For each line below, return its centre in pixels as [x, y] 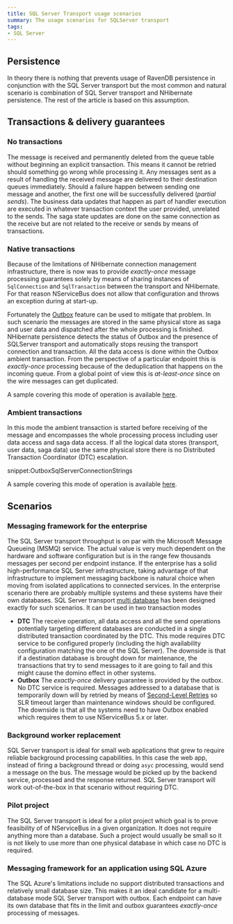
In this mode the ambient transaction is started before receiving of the [107, 428]
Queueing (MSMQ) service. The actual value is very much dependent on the [116, 549]
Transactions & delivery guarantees [86, 122]
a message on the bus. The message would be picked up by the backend [112, 772]
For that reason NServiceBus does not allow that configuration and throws [113, 294]
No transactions [35, 142]
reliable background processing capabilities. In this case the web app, [107, 758]
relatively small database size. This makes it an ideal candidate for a [105, 891]
